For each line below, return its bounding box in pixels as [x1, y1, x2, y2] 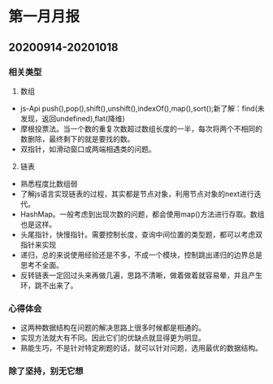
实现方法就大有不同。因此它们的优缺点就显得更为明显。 [19, 333, 206, 343]
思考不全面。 [19, 260, 63, 269]
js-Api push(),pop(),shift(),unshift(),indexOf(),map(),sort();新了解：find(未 [19, 103, 265, 113]
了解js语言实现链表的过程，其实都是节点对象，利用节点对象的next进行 [19, 189, 254, 199]
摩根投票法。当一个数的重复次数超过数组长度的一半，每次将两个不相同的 [19, 124, 262, 133]
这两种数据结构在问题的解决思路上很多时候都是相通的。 [19, 323, 206, 333]
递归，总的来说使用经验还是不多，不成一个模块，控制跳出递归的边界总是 [19, 250, 262, 260]
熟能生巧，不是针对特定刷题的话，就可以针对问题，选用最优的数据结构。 [19, 343, 262, 353]
